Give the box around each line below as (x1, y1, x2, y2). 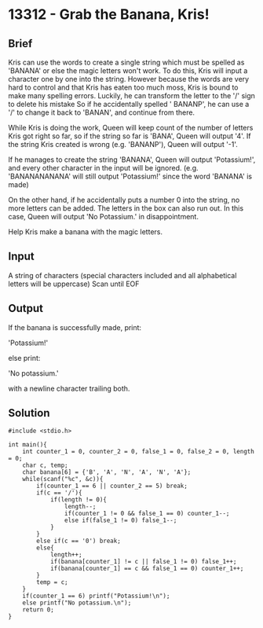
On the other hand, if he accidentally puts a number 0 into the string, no (8, 195, 240, 204)
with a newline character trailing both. (8, 384, 130, 393)
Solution (8, 406, 50, 420)
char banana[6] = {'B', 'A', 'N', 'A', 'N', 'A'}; (22, 468, 192, 476)
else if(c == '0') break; (36, 537, 122, 545)
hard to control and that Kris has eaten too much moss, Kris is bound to (8, 83, 239, 92)
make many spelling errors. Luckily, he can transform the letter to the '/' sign (8, 91, 255, 100)
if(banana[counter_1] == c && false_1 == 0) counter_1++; (49, 564, 244, 573)
